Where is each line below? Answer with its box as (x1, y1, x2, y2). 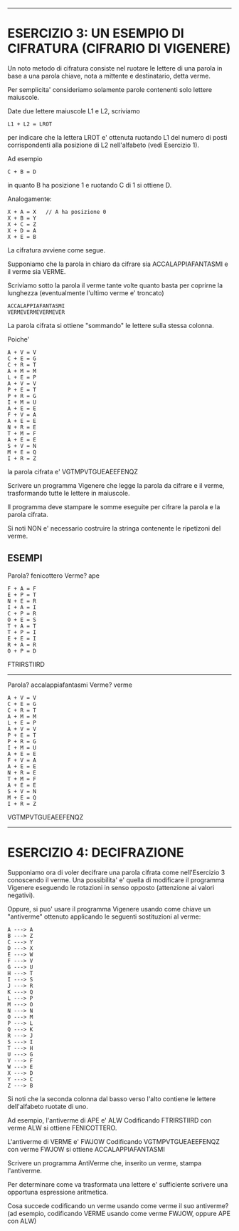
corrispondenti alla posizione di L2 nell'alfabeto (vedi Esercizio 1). (7, 141, 200, 149)
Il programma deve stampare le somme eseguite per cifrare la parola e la (7, 502, 221, 511)
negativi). (7, 891, 36, 899)
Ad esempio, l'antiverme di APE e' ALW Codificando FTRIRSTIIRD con (7, 1115, 212, 1124)
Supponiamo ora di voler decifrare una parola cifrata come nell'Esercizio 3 (7, 868, 225, 877)
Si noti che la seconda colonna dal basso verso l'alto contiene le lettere (7, 1094, 216, 1103)
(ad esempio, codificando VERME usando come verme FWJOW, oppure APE (7, 1209, 231, 1217)
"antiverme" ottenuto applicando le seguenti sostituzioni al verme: (7, 912, 201, 921)
